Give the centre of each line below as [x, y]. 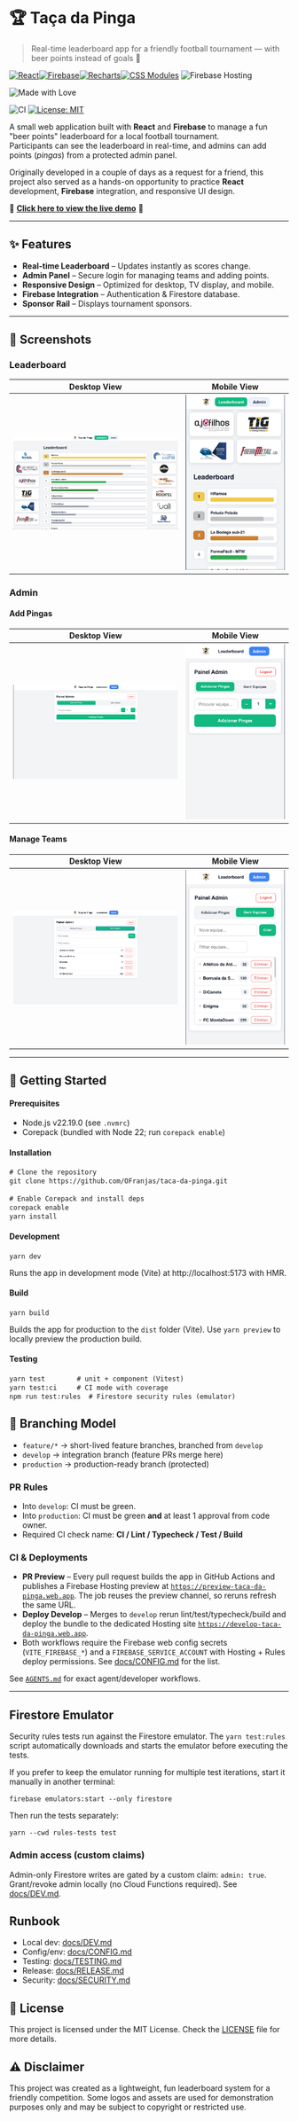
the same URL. [49, 1605]
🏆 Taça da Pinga [72, 18]
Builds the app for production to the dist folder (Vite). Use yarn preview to [145, 1329]
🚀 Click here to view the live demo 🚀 [76, 208]
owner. [35, 1525]
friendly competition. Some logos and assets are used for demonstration [141, 2098]
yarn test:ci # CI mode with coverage [89, 1388]
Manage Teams [38, 839]
